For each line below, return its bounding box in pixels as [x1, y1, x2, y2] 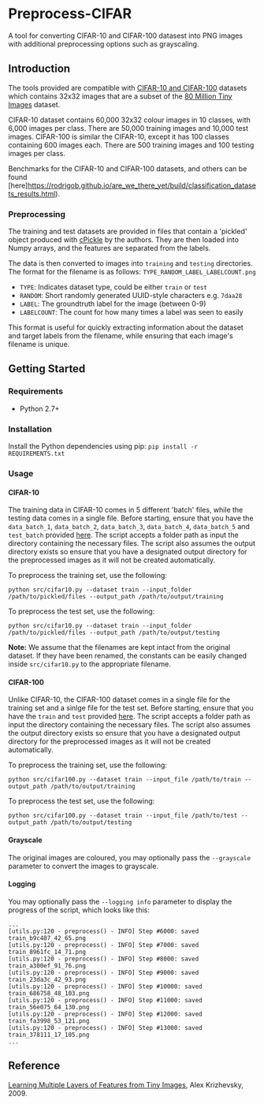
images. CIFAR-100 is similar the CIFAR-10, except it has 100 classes [8, 132, 230, 141]
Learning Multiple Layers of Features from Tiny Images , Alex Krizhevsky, [8, 1080, 244, 1089]
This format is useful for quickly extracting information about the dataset [8, 323, 244, 332]
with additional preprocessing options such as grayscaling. [8, 39, 199, 48]
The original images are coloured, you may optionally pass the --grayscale [8, 852, 251, 862]
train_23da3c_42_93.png [8, 975, 87, 983]
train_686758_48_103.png [8, 989, 90, 998]
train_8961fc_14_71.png [8, 948, 87, 956]
